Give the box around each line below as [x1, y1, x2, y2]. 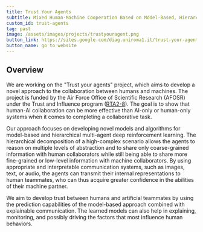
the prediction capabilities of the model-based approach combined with [6, 201, 185, 208]
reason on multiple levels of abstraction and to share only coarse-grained [6, 144, 189, 151]
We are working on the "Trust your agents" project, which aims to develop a [6, 81, 195, 88]
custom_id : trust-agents [6, 20, 69, 26]
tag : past [6, 25, 31, 32]
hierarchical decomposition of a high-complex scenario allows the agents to [6, 137, 195, 145]
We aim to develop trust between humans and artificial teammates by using [6, 194, 194, 201]
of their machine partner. [6, 182, 68, 190]
